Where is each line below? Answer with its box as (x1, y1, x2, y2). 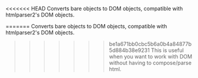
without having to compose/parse (109, 59, 191, 66)
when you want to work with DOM (109, 53, 193, 60)
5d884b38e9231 (109, 47, 150, 54)
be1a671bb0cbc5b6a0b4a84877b (109, 41, 192, 47)
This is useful (150, 47, 184, 54)
